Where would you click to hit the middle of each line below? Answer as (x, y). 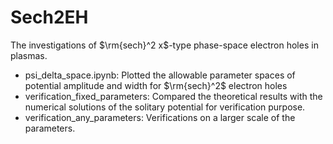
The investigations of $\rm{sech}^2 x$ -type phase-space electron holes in (164, 45)
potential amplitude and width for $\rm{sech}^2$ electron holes (156, 85)
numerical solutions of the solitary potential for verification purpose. (165, 107)
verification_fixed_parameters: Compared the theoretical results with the (173, 96)
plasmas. (29, 55)
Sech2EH (49, 17)
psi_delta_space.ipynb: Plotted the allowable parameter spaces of (160, 75)
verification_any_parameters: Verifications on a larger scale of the (160, 117)
